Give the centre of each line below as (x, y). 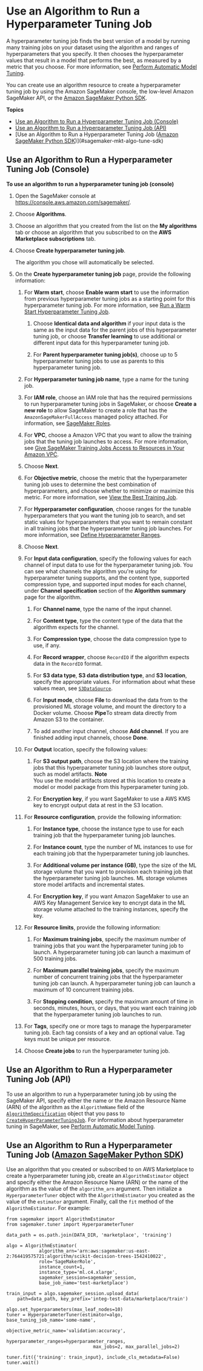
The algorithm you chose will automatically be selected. (85, 262)
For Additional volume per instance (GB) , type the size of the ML (115, 865)
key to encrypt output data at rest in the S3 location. (98, 805)
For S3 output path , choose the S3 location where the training (111, 761)
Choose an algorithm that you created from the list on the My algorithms (106, 225)
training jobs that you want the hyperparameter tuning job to (108, 945)
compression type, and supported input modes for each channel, (105, 584)
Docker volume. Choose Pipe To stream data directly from (105, 713)
